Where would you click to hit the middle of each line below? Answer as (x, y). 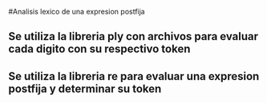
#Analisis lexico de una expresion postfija (77, 12)
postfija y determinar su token (85, 88)
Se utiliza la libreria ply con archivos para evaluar (133, 36)
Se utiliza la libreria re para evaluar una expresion (134, 76)
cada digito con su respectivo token (99, 49)
